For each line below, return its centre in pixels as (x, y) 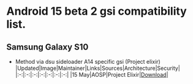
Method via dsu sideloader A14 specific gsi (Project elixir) (88, 62)
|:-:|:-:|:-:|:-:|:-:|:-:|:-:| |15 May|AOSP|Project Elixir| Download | (92, 74)
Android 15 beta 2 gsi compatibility (96, 11)
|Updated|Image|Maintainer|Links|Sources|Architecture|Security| (98, 68)
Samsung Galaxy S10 (47, 47)
